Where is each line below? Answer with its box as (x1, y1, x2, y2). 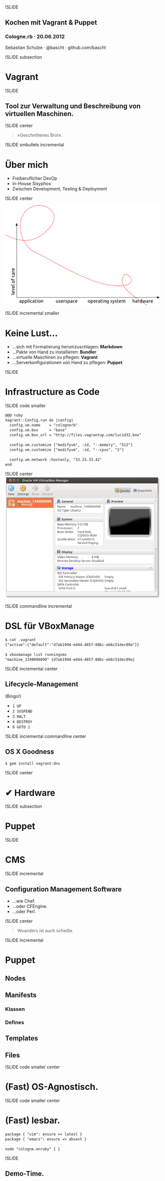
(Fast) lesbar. (5, 1115, 60, 1126)
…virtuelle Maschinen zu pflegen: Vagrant (12, 354, 98, 360)
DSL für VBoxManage (5, 620, 95, 631)
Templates (5, 1034, 38, 1043)
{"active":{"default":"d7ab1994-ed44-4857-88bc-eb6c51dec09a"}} (5, 642, 139, 647)
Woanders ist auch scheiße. (17, 927, 74, 933)
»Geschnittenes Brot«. (17, 132, 63, 138)
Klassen (5, 1005, 25, 1012)
